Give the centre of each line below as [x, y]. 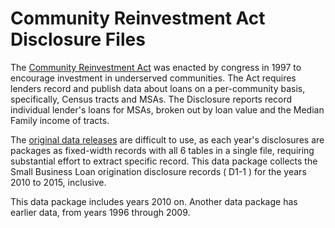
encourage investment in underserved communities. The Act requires [153, 78]
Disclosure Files [78, 39]
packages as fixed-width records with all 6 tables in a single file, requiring [162, 150]
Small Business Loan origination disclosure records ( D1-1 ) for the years [158, 171]
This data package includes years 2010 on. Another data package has [154, 201]
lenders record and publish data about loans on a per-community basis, [158, 88]
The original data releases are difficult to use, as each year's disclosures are [167, 139]
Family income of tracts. [60, 120]
